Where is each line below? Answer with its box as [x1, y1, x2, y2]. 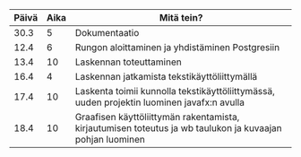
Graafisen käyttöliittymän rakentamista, [74, 111, 240, 123]
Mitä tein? [159, 12, 203, 23]
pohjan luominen [74, 134, 145, 145]
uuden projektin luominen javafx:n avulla [74, 96, 245, 109]
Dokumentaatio [74, 27, 140, 39]
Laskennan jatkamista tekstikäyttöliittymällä [74, 71, 258, 83]
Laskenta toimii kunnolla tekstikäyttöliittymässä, [74, 85, 276, 97]
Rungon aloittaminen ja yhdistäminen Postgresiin [74, 41, 280, 53]
